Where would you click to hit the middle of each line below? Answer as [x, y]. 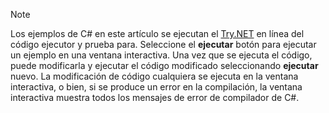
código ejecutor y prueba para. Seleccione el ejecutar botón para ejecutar [163, 44]
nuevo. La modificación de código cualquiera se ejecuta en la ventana [154, 76]
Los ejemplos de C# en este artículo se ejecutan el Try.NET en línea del [157, 33]
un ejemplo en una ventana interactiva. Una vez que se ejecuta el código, [161, 55]
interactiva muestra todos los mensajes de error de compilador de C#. [155, 97]
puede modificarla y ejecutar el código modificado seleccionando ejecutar [164, 65]
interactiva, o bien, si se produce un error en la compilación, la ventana [156, 87]
